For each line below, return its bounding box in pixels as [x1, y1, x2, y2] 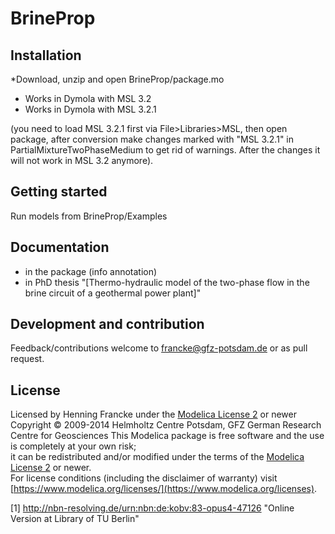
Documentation [10, 239, 110, 256]
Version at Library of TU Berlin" [10, 513, 140, 525]
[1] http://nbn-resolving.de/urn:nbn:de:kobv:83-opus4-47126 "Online [10, 502, 295, 514]
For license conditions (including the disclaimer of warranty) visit [10, 472, 278, 484]
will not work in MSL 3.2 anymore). [10, 155, 154, 166]
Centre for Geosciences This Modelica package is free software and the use [10, 430, 325, 442]
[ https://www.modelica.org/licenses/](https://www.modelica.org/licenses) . [10, 483, 318, 495]
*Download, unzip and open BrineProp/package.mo [10, 73, 225, 85]
